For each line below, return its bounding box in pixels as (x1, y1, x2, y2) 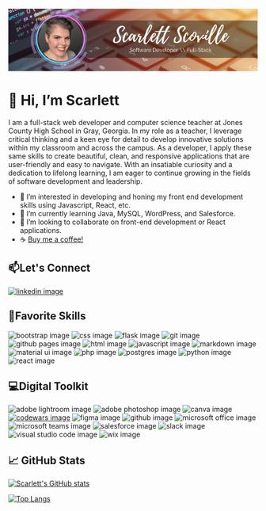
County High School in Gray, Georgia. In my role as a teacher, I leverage (8, 126, 242, 135)
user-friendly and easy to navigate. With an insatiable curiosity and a (8, 159, 233, 169)
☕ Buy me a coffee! (19, 235, 84, 244)
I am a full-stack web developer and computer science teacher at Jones (8, 117, 243, 127)
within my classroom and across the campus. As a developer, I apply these (8, 143, 252, 152)
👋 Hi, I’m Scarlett (8, 92, 120, 109)
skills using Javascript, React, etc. (19, 200, 131, 210)
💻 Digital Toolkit (8, 379, 89, 393)
